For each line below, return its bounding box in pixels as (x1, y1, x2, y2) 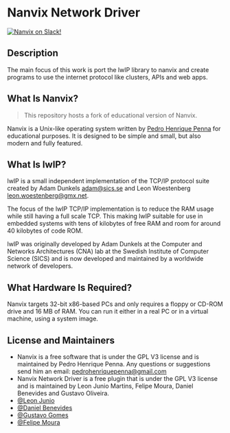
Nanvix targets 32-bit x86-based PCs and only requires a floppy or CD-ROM (7, 300, 223, 308)
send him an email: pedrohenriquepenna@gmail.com (16, 367, 167, 375)
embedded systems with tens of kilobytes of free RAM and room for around (7, 220, 221, 228)
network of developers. (7, 262, 73, 270)
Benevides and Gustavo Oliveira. (16, 389, 110, 397)
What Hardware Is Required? (7, 281, 133, 293)
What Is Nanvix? (7, 93, 79, 104)
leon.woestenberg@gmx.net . (7, 191, 89, 200)
